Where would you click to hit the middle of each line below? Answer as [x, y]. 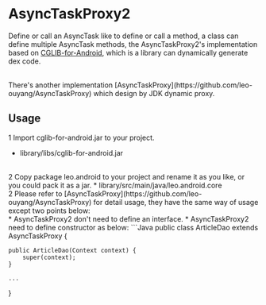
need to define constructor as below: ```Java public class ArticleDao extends [133, 227]
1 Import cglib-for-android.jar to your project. [81, 137]
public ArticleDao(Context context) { [72, 250]
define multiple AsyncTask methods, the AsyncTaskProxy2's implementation [133, 44]
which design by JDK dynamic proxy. [154, 93]
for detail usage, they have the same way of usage [176, 202]
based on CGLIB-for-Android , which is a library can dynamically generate [128, 52]
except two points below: [49, 210]
